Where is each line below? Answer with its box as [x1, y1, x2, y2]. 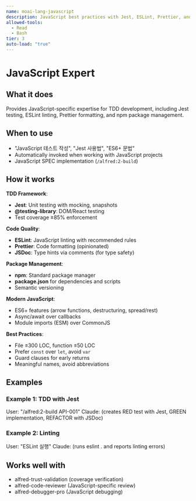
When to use [6, 128, 54, 138]
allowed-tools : [6, 19, 43, 25]
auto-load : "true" [6, 42, 51, 47]
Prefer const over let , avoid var [14, 348, 91, 355]
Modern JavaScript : [6, 295, 55, 302]
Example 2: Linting [6, 429, 60, 437]
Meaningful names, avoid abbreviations [14, 361, 110, 368]
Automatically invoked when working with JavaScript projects [14, 151, 163, 158]
